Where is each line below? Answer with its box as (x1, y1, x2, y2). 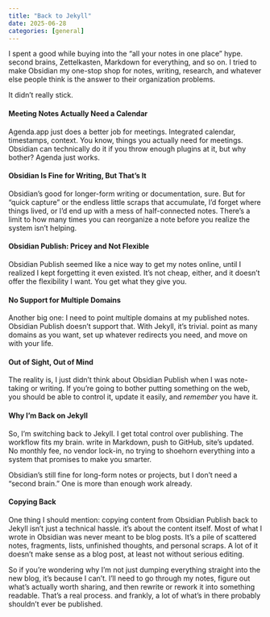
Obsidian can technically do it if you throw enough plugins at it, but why (8, 144, 247, 153)
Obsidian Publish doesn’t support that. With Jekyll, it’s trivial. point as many (8, 322, 258, 331)
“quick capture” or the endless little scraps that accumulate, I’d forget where (8, 197, 261, 206)
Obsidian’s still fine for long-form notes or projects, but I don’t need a (8, 469, 238, 480)
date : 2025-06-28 (8, 19, 67, 27)
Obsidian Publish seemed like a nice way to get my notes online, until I (8, 259, 242, 269)
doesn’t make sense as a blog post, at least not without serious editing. (8, 549, 244, 559)
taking (8, 384, 30, 394)
